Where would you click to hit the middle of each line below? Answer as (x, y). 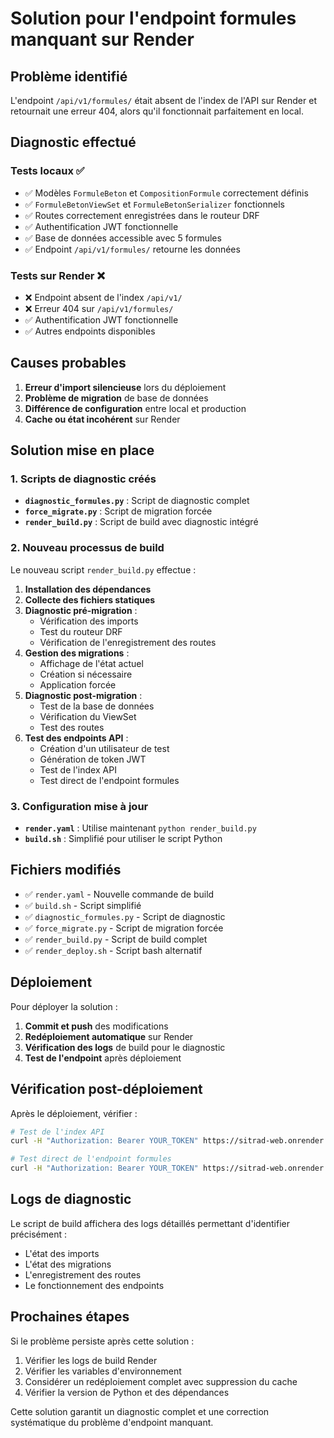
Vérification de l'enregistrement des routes (128, 642)
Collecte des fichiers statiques (90, 599)
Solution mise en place (82, 450)
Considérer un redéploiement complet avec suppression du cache (161, 1381)
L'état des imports (62, 1253)
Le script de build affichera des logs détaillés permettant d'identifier (150, 1223)
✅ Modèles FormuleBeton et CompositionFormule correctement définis (166, 193)
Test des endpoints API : (76, 738)
